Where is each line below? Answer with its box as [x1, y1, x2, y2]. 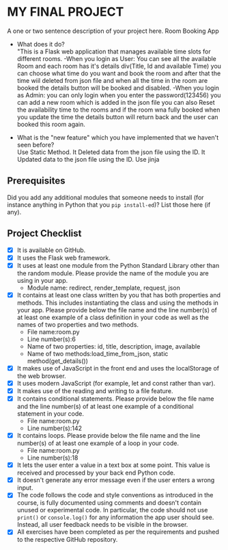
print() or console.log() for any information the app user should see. [16, 513, 214, 521]
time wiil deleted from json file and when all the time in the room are [16, 76, 208, 84]
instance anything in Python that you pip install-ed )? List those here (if [7, 200, 211, 209]
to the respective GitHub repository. [16, 536, 118, 544]
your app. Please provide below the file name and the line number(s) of [16, 305, 217, 314]
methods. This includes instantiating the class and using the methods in [16, 299, 218, 307]
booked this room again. [16, 120, 85, 128]
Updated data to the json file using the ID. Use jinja [16, 155, 160, 163]
